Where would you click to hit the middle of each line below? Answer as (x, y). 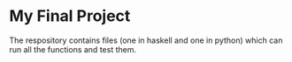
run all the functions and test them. (73, 49)
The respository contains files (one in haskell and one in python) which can (146, 40)
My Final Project (70, 16)
